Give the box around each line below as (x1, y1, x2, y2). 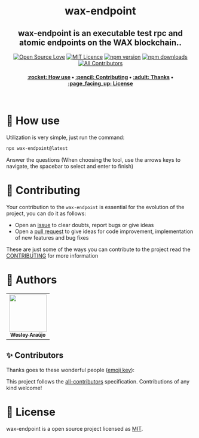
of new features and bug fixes (14, 234, 89, 241)
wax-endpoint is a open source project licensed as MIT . (6, 425, 143, 432)
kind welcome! (6, 384, 42, 391)
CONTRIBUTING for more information (6, 252, 99, 259)
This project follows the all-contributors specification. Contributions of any (6, 377, 190, 385)
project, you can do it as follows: (6, 210, 87, 217)
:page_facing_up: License (68, 80, 133, 87)
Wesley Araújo (10, 331, 46, 338)
